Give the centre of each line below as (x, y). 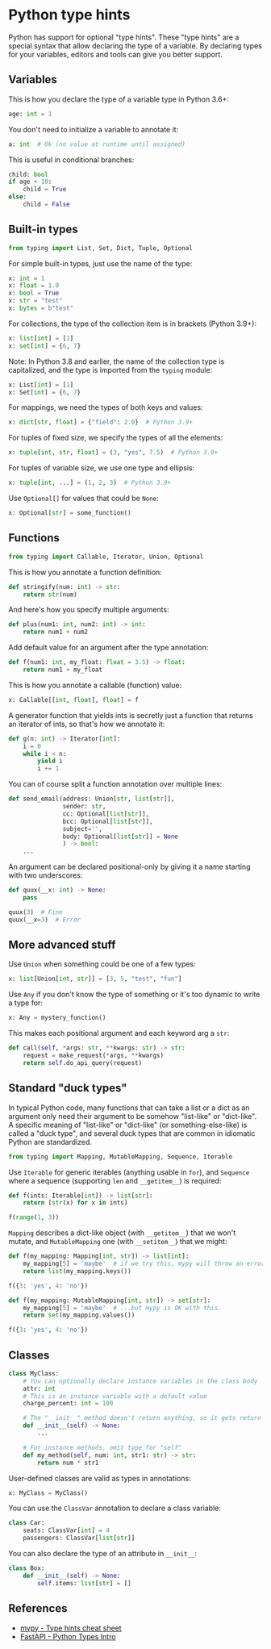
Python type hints (69, 15)
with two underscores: (46, 875)
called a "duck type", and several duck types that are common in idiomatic (132, 1133)
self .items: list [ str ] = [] (84, 1583)
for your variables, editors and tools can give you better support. (116, 54)
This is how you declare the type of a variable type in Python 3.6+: (119, 99)
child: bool (28, 174)
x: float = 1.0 (34, 286)
